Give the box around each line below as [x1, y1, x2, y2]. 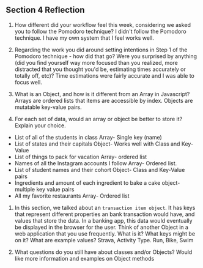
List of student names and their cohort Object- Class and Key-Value [14, 166, 185, 173]
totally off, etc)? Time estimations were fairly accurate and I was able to [14, 72, 195, 79]
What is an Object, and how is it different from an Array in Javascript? [14, 90, 190, 97]
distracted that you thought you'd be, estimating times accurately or [14, 65, 186, 73]
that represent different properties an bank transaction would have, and [14, 210, 195, 218]
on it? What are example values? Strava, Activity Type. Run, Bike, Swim [14, 236, 194, 244]
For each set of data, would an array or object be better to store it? [14, 115, 183, 122]
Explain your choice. [14, 122, 67, 129]
